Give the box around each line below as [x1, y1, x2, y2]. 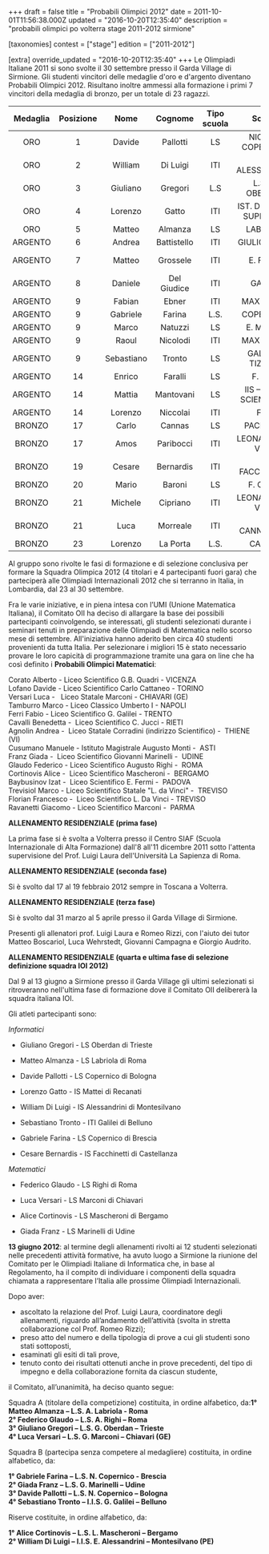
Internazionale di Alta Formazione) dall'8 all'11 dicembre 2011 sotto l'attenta [8, 842, 256, 852]
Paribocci [157, 438, 193, 449]
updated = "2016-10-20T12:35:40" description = [67, 15, 228, 25]
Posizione [58, 113, 98, 123]
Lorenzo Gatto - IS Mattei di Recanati [19, 1087, 143, 1096]
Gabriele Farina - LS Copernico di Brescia [19, 1133, 158, 1143]
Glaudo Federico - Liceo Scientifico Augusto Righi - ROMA [8, 761, 203, 769]
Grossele [158, 255, 192, 265]
